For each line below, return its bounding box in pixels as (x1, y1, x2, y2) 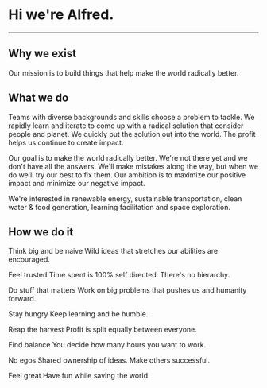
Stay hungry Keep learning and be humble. (8, 309, 149, 319)
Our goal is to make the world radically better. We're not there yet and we (8, 153, 248, 162)
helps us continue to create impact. (8, 138, 124, 147)
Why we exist (8, 47, 77, 60)
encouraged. (8, 254, 50, 264)
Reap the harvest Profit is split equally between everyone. (8, 324, 197, 335)
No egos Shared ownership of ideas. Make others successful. (8, 355, 211, 365)
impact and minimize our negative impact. (8, 178, 145, 188)
